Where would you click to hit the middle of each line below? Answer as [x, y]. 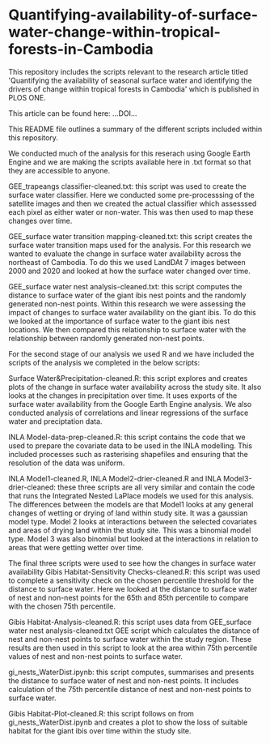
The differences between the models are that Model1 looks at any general [131, 504]
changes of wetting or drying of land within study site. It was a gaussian [128, 513]
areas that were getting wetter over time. [76, 547]
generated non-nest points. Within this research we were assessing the [127, 304]
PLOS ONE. [27, 97]
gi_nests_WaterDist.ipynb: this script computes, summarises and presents [131, 672]
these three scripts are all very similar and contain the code [156, 487]
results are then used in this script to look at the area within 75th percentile [133, 648]
